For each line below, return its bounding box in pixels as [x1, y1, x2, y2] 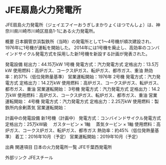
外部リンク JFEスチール [5, 154, 54, 161]
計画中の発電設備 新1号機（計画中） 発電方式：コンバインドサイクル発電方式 [5, 115, 161, 121]
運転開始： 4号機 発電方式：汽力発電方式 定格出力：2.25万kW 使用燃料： [5, 98, 155, 104]
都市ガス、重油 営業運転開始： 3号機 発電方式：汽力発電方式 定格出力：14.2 [5, 86, 160, 92]
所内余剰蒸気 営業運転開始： [9, 104, 67, 110]
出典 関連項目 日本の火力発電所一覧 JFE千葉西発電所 [5, 144, 112, 150]
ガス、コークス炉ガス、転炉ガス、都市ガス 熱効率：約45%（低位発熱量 [9, 127, 155, 133]
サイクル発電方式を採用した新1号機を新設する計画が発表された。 [18, 50, 150, 57]
